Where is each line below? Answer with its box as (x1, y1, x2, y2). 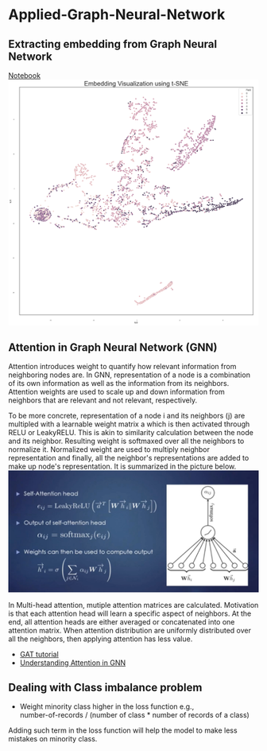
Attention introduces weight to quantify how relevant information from (8, 362, 237, 372)
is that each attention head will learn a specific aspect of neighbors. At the (8, 609, 252, 618)
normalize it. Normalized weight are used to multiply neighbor (8, 445, 211, 454)
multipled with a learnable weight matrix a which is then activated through (8, 419, 250, 429)
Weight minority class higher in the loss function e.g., (19, 702, 195, 711)
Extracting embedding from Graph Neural (8, 37, 217, 51)
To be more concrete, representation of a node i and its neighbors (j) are (8, 411, 246, 421)
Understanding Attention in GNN (19, 658, 126, 667)
